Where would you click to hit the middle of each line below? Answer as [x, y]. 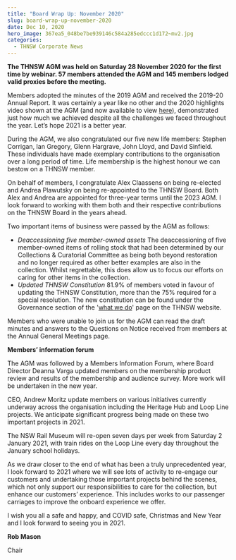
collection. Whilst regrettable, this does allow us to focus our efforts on [120, 270]
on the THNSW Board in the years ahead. [67, 213]
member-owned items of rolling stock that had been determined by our [120, 247]
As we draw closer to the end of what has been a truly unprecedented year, [117, 464]
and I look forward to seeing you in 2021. [66, 523]
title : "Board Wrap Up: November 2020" [66, 14]
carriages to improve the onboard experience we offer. [87, 502]
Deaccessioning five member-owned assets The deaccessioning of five [122, 240]
